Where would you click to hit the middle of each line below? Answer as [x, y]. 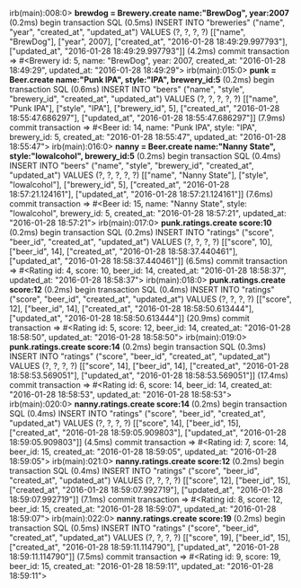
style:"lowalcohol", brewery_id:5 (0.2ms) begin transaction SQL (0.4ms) [145, 156]
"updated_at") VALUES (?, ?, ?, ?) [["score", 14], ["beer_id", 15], [125, 423]
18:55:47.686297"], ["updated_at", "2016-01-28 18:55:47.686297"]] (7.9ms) [147, 118]
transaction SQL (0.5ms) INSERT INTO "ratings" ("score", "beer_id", [134, 528]
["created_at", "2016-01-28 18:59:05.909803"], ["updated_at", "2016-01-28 [148, 433]
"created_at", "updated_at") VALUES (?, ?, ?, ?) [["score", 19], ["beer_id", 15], [150, 537]
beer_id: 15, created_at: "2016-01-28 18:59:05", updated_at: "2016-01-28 [143, 452]
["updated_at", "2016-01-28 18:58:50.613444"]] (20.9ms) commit [129, 318]
